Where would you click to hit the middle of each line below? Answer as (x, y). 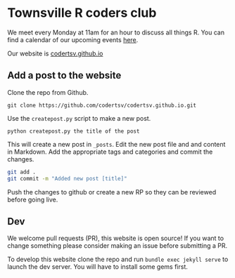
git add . (22, 172)
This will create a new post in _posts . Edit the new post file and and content (116, 144)
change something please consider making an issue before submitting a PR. (118, 246)
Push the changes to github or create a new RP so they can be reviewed (112, 192)
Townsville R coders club (82, 13)
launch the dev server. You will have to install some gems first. (98, 267)
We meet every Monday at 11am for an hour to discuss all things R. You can (116, 32)
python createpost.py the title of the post (74, 131)
